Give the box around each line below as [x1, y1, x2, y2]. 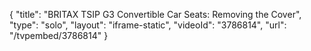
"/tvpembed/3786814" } [9, 30, 109, 41]
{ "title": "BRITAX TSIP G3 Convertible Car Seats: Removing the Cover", [9, 9, 302, 20]
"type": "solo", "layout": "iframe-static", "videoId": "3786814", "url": [9, 19, 287, 31]
